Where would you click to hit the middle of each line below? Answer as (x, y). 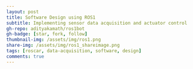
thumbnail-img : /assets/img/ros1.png (54, 40)
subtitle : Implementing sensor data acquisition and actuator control (97, 23)
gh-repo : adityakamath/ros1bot (46, 28)
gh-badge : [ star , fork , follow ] (47, 34)
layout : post (23, 12)
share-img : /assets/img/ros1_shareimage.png (63, 46)
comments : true (25, 56)
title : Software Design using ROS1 (51, 17)
